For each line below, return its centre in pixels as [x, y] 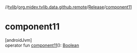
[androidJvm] [19, 40]
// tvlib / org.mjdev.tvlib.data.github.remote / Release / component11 [68, 7]
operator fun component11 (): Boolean [42, 45]
